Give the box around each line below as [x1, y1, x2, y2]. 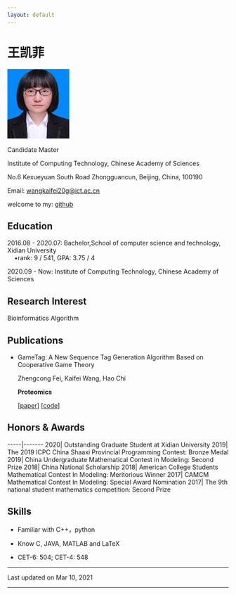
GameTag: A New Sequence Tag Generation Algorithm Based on [17, 353, 204, 362]
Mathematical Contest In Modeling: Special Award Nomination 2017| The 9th [7, 478, 228, 486]
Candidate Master [7, 145, 60, 154]
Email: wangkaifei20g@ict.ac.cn [7, 186, 100, 195]
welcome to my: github [7, 200, 74, 208]
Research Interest [7, 295, 87, 307]
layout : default [7, 11, 55, 18]
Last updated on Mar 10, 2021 [7, 573, 93, 582]
